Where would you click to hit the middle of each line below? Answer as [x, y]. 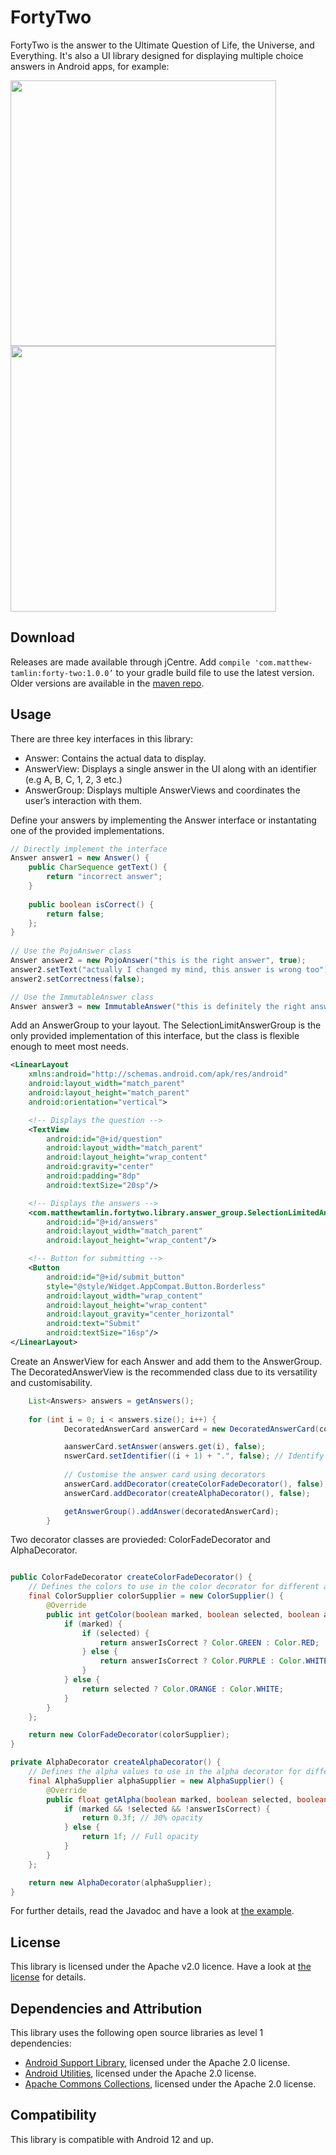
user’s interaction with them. [83, 800]
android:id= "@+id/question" [104, 1139]
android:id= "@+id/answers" [102, 1222]
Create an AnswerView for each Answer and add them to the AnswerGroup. [166, 1361]
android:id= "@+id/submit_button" [116, 1277]
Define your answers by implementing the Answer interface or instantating [163, 820]
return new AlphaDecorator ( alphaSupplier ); [120, 1882]
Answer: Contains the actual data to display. [115, 758]
